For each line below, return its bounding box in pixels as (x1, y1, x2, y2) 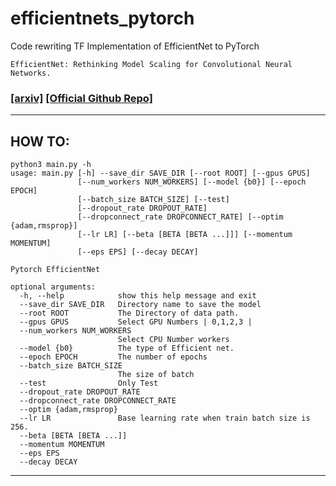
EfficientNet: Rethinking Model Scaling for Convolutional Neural (10, 59, 293, 69)
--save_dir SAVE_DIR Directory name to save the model (19, 300, 262, 310)
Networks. (10, 68, 52, 78)
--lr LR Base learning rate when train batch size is (19, 413, 311, 424)
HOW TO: (10, 133, 70, 150)
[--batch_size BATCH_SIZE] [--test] (77, 195, 230, 205)
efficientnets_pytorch (10, 7, 195, 30)
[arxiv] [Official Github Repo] (10, 91, 153, 105)
